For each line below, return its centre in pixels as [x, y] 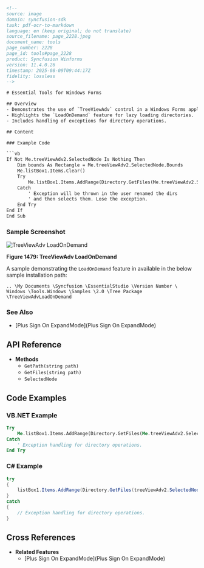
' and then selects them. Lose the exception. [88, 199]
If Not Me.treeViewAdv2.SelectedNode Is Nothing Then [76, 160]
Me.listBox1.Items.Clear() [51, 171]
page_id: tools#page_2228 [39, 54]
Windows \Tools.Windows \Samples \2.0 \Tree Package [74, 292]
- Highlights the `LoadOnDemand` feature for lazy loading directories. [100, 115]
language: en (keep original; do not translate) [69, 31]
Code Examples [36, 398]
